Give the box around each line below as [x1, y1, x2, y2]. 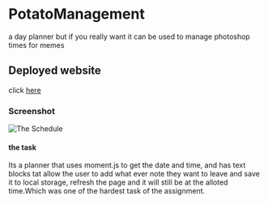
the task [8, 142, 36, 152]
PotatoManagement [8, 5, 146, 23]
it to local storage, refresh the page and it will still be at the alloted [8, 177, 228, 187]
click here [8, 85, 42, 95]
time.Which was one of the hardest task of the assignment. [8, 186, 206, 196]
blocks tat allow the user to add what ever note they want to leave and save [8, 169, 261, 179]
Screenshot [8, 105, 55, 117]
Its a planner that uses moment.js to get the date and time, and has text [8, 160, 246, 170]
